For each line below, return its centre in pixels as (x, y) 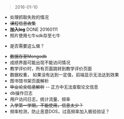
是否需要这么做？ (27, 46)
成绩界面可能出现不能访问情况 (40, 62)
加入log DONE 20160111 (34, 29)
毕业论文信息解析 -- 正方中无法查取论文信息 (54, 87)
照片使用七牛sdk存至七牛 (35, 36)
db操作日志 (21, 93)
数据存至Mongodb (28, 56)
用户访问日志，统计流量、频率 (40, 99)
